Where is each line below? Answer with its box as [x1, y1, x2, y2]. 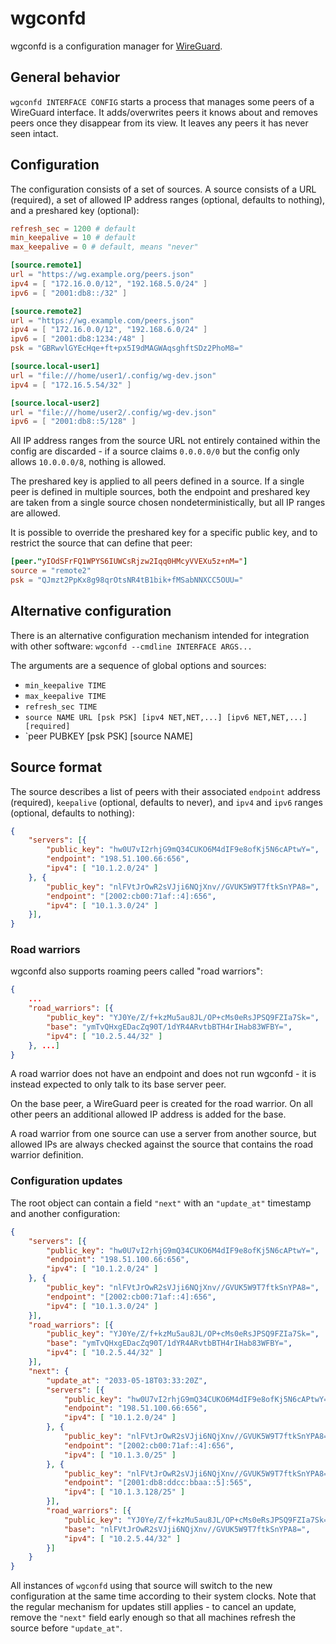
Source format [10, 759, 103, 776]
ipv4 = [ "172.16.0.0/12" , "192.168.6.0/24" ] [10, 325, 208, 335]
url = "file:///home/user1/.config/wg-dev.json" [10, 370, 217, 381]
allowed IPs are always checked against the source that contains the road [10, 1138, 314, 1151]
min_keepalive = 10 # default [10, 233, 137, 243]
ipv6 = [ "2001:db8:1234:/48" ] [10, 334, 145, 344]
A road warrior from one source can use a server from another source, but [10, 1128, 317, 1140]
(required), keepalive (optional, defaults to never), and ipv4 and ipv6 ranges [10, 796, 323, 808]
